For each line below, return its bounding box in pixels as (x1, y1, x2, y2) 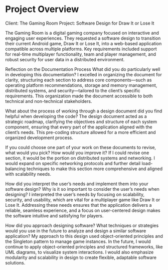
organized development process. (5, 134, 74, 141)
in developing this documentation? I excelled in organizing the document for (5, 71, 162, 77)
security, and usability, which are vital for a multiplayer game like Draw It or (5, 197, 160, 203)
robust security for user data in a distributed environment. (5, 56, 125, 62)
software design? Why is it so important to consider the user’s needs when (5, 186, 159, 192)
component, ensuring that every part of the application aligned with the (5, 124, 152, 130)
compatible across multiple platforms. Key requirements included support (5, 46, 157, 52)
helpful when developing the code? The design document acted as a (5, 113, 147, 119)
